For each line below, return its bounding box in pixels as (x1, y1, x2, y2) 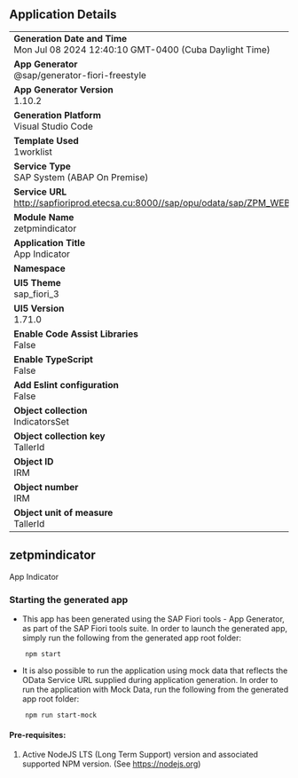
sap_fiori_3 (13, 288, 59, 300)
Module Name (13, 210, 74, 223)
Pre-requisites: (9, 729, 67, 740)
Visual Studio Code (13, 120, 93, 132)
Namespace (13, 262, 67, 274)
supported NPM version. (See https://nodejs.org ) (21, 758, 201, 769)
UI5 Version (13, 302, 65, 314)
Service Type (13, 160, 71, 172)
